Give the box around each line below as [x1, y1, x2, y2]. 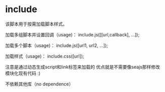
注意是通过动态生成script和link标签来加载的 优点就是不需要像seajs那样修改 [5, 64, 160, 70]
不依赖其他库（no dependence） [5, 81, 74, 87]
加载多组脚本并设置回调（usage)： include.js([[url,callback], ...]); [5, 31, 140, 37]
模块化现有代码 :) [5, 70, 41, 76]
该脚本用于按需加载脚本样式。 [5, 21, 67, 27]
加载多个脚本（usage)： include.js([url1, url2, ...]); [5, 42, 108, 49]
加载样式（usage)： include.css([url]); [5, 53, 84, 59]
